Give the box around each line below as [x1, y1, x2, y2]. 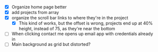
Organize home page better [11, 4, 67, 10]
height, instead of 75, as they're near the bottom [18, 26, 115, 32]
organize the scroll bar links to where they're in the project [11, 15, 128, 21]
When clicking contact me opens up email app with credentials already [11, 31, 153, 37]
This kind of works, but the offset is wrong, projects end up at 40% [18, 20, 153, 26]
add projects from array [11, 10, 59, 15]
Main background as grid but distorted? [11, 41, 91, 47]
